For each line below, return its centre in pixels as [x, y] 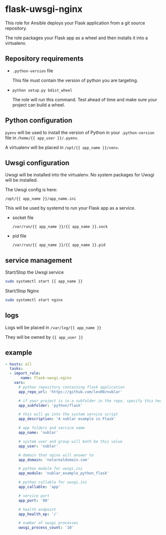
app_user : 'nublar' [38, 446]
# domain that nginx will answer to [56, 455]
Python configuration [39, 120]
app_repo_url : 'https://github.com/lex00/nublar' [70, 392]
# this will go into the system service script [68, 414]
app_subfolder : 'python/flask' [50, 405]
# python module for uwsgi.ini [50, 469]
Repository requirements [44, 59]
